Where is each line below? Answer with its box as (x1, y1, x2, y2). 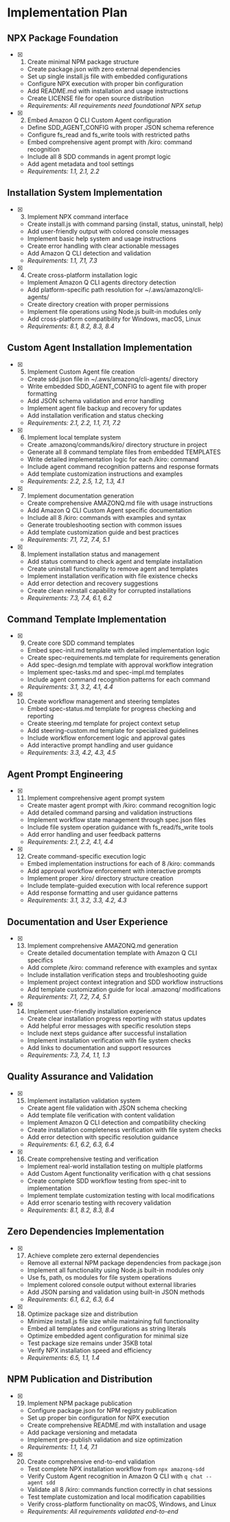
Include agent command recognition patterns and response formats (27, 462, 219, 470)
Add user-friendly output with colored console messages (27, 227, 189, 235)
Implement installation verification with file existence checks (27, 571, 198, 580)
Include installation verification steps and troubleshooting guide (27, 970, 207, 979)
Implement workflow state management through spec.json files (27, 816, 206, 824)
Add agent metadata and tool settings (27, 160, 135, 168)
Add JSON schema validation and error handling (27, 396, 165, 405)
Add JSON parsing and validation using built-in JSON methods (27, 1288, 205, 1296)
